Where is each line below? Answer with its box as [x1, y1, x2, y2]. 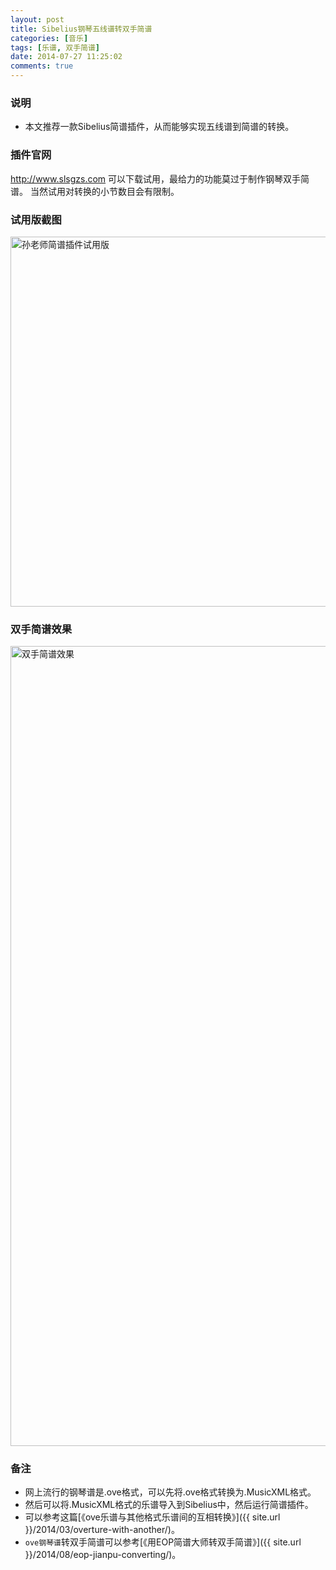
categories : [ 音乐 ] [10, 33, 89, 43]
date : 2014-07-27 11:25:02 [10, 52, 123, 62]
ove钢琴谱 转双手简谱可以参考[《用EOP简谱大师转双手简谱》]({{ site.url [24, 1536, 302, 1548]
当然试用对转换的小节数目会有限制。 [29, 185, 180, 197]
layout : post [10, 14, 65, 25]
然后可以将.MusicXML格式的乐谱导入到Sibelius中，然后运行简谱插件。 [24, 1499, 314, 1511]
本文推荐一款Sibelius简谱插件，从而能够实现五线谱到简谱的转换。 [24, 121, 295, 133]
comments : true [10, 61, 74, 71]
